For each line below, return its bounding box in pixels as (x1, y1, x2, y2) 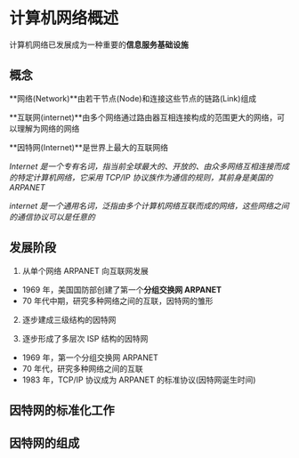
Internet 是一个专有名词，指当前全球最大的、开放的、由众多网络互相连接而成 (9, 161, 289, 172)
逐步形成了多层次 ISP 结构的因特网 (21, 333, 149, 343)
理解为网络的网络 (16, 123, 80, 133)
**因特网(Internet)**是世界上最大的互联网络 (9, 141, 169, 152)
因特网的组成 (9, 436, 80, 451)
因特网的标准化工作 (9, 402, 115, 418)
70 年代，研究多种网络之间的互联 (21, 363, 144, 374)
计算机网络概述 (9, 8, 119, 28)
